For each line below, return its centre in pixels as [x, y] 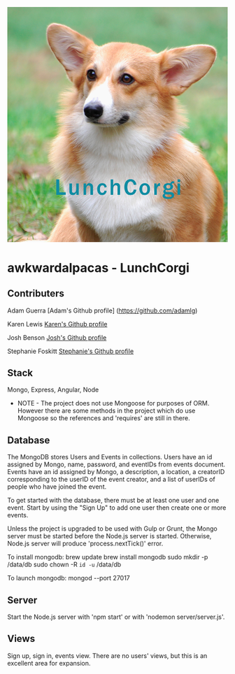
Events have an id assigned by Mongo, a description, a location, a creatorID [116, 472]
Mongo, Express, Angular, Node [53, 390]
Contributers [36, 294]
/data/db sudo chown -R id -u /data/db [64, 565]
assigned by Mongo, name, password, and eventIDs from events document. [116, 464]
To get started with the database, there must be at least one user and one [113, 501]
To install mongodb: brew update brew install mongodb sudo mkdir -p [108, 557]
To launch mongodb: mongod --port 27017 [69, 578]
